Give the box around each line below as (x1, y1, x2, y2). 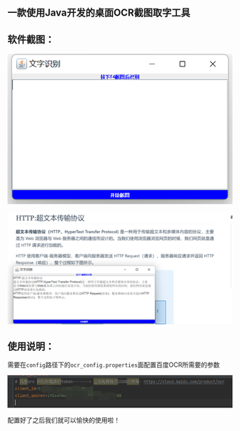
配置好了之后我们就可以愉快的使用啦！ (7, 415, 120, 424)
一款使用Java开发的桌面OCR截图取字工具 (7, 6, 191, 19)
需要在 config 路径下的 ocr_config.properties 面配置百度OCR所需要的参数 (7, 360, 220, 370)
